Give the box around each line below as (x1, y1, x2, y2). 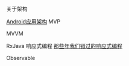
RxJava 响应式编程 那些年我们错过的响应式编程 (6, 43, 122, 49)
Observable (6, 55, 36, 61)
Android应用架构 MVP (6, 18, 61, 25)
